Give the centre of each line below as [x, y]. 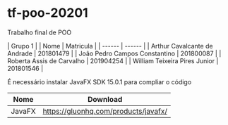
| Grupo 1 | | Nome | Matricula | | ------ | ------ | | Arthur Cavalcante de [110, 46]
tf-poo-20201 [48, 13]
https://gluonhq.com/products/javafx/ [105, 111]
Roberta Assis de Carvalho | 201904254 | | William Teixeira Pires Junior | [113, 60]
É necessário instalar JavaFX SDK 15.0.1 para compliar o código [100, 81]
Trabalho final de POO [40, 32]
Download [105, 99]
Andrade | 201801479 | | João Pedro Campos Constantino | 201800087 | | [114, 53]
